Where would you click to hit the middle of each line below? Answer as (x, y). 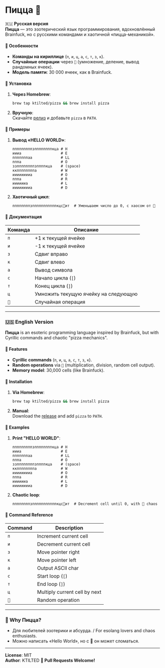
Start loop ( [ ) (52, 576)
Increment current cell (63, 536)
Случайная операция (60, 302)
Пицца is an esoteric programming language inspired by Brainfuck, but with (82, 332)
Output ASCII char (58, 568)
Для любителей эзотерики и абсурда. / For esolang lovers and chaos (84, 630)
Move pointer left (57, 560)
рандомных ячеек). (32, 67)
